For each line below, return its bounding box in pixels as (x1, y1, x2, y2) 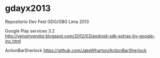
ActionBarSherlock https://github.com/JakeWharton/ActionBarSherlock (5, 47, 146, 53)
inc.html (5, 38, 21, 44)
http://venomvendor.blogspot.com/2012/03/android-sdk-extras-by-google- (5, 33, 156, 39)
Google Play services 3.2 (5, 28, 55, 34)
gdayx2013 (5, 3, 51, 14)
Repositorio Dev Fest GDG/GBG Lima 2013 (5, 19, 89, 24)
